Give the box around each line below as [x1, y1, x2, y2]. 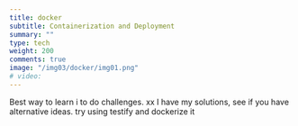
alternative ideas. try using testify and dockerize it [9, 105, 195, 117]
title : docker [9, 13, 63, 22]
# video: [9, 72, 42, 81]
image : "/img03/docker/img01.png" [9, 64, 140, 73]
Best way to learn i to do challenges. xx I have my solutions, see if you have [9, 96, 290, 107]
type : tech [9, 38, 50, 48]
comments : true [9, 55, 67, 64]
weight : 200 [9, 47, 54, 56]
